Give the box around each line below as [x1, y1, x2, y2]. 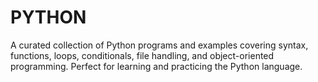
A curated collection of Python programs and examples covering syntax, [10, 39, 309, 51]
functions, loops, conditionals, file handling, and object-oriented [10, 49, 275, 61]
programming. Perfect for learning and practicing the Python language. [10, 60, 303, 72]
